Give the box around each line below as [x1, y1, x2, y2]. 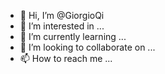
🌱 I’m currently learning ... [19, 31, 127, 42]
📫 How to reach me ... [19, 53, 113, 64]
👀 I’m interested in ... [19, 20, 105, 32]
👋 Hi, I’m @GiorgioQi [19, 10, 105, 21]
